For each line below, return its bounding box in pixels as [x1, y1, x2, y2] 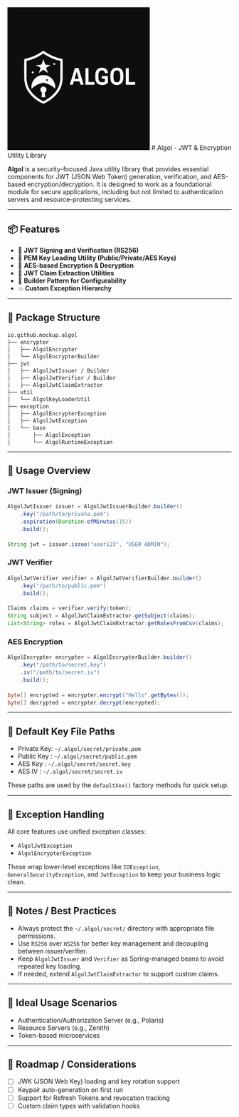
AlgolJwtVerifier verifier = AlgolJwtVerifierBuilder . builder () [7, 575, 202, 582]
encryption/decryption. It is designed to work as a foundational [27, 180, 212, 188]
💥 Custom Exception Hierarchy [17, 283, 112, 292]
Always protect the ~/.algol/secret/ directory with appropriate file [17, 924, 215, 932]
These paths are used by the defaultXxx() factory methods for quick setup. [7, 781, 229, 789]
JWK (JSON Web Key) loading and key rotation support [17, 1077, 180, 1086]
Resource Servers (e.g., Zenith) [17, 1024, 110, 1032]
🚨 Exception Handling [7, 808, 105, 820]
